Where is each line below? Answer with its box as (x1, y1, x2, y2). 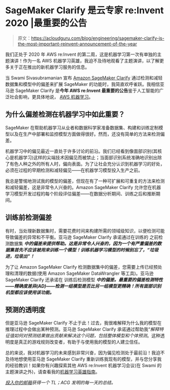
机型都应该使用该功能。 (5, 289, 54, 295)
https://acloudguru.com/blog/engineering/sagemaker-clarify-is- (31, 35, 164, 41)
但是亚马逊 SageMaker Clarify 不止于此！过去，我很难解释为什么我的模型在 (5, 320, 162, 326)
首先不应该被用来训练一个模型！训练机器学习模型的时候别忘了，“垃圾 (14, 247, 159, 253)
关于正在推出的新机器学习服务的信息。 (9, 64, 90, 70)
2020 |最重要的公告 (5, 17, 88, 29)
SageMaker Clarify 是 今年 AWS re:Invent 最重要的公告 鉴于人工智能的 (15, 87, 159, 93)
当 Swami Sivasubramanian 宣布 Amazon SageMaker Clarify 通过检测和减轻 (5, 75, 163, 81)
